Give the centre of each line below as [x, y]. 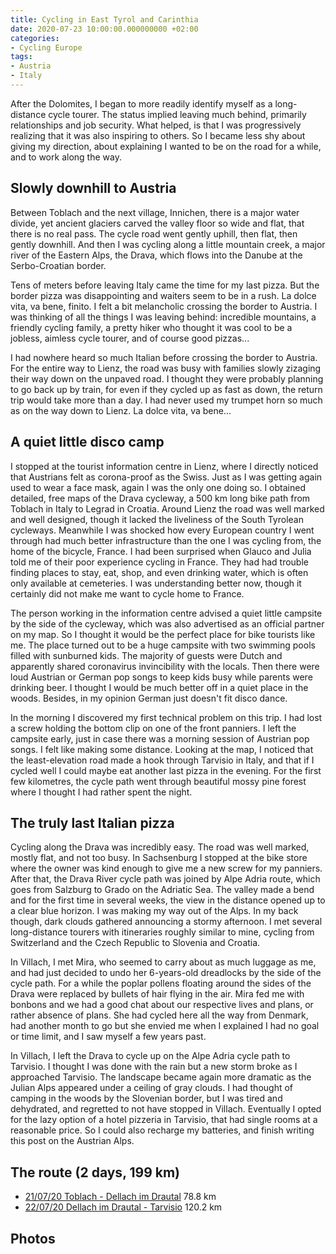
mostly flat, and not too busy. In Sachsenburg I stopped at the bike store [159, 858]
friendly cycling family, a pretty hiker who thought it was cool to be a [151, 327]
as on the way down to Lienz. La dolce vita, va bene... [121, 410]
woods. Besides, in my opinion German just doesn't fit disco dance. [149, 698]
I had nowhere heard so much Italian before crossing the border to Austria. [164, 357]
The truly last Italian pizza [92, 822]
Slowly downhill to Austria [93, 188]
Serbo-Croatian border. [58, 265]
